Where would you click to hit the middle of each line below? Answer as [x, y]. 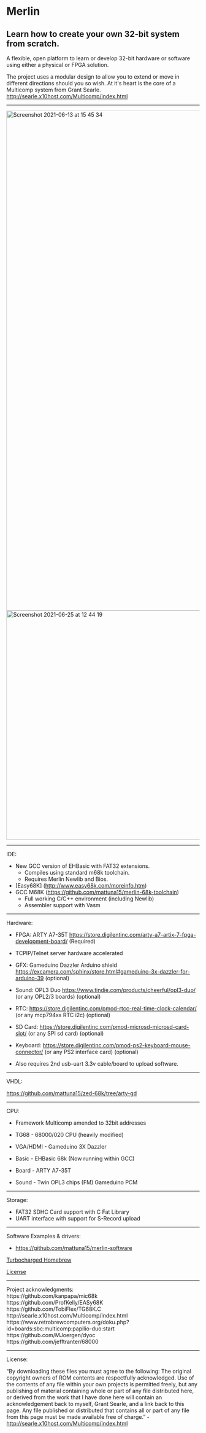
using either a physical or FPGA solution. [58, 65]
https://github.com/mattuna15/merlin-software [74, 1248]
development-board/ [41, 941]
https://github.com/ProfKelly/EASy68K [55, 1302]
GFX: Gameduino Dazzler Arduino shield [66, 965]
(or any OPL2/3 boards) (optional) [58, 997]
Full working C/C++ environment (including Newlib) [89, 899]
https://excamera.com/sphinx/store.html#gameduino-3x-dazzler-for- [102, 971]
